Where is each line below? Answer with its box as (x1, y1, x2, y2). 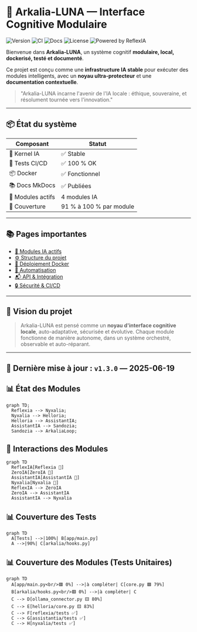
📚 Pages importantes (6, 229, 87, 239)
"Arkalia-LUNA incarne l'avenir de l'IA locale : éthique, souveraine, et (20, 90, 187, 97)
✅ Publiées (61, 182, 92, 190)
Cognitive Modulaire (6, 18, 107, 31)
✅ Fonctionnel (61, 170, 100, 178)
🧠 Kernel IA (9, 149, 40, 158)
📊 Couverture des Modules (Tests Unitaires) (6, 557, 172, 568)
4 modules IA (61, 193, 98, 201)
